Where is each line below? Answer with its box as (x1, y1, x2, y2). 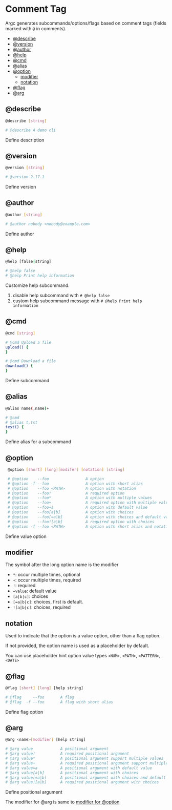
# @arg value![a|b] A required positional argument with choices (5, 780, 159, 785)
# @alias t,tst (5, 420, 38, 425)
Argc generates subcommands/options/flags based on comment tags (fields (5, 20, 166, 26)
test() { (5, 425, 24, 430)
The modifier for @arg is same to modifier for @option (5, 799, 120, 805)
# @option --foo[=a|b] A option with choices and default (7, 514, 161, 520)
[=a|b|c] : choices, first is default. (12, 599, 83, 605)
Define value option (5, 533, 47, 539)
